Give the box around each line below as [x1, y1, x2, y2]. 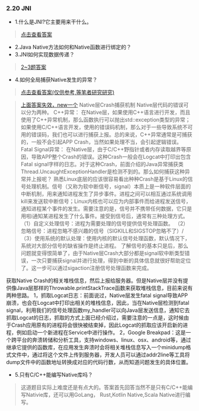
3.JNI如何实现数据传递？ [14, 51, 75, 58]
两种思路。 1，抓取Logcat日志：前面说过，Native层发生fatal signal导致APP [6, 292, 188, 299]
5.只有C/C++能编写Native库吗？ [14, 371, 93, 378]
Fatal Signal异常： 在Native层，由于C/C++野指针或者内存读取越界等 [20, 146, 187, 153]
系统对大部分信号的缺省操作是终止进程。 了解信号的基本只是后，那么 [20, 242, 188, 250]
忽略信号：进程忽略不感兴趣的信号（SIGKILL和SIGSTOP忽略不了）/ [20, 227, 184, 235]
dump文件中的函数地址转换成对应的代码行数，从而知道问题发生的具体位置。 [6, 359, 191, 366]
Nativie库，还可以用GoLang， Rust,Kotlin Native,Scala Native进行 [25, 391, 185, 399]
